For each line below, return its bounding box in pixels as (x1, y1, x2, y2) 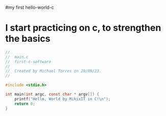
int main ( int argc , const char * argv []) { (5, 92, 100, 97)
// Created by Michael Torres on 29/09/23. (5, 69, 102, 74)
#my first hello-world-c (5, 5, 55, 10)
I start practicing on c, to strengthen (5, 22, 161, 34)
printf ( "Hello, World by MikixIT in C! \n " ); (14, 96, 111, 101)
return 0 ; (14, 101, 36, 106)
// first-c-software (5, 59, 52, 64)
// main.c (5, 54, 29, 60)
